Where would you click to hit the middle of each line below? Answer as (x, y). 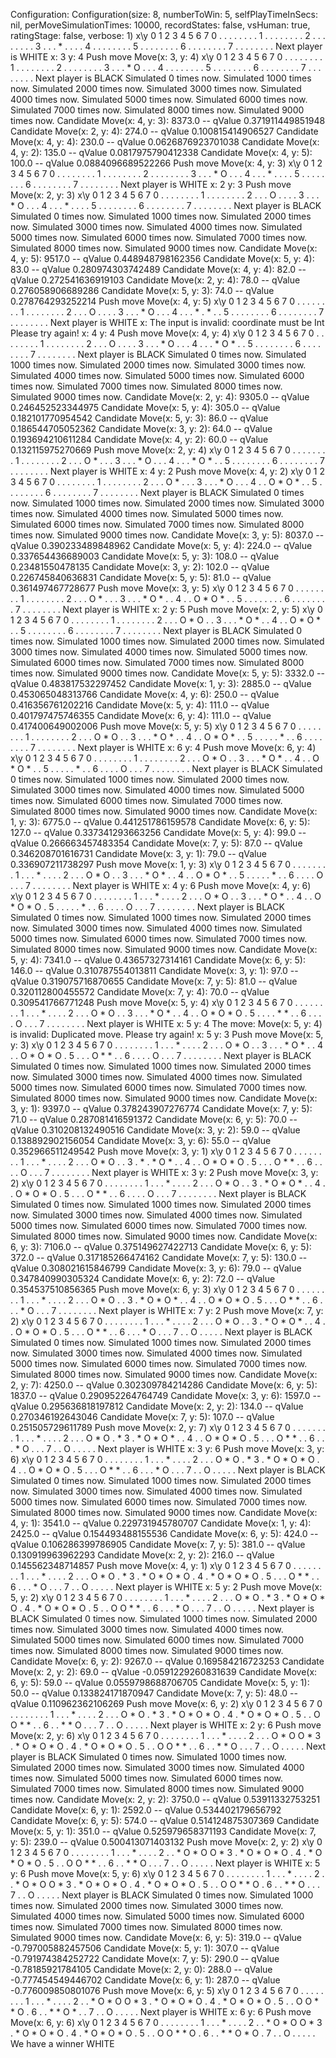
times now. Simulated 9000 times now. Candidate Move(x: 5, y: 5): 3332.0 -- (167, 673)
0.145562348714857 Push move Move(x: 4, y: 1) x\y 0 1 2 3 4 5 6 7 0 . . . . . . (166, 1565)
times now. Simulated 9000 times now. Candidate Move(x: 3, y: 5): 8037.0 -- (167, 535)
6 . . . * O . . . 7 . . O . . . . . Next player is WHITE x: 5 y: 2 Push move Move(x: (166, 1587)
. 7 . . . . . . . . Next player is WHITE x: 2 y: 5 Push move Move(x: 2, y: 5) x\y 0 (166, 609)
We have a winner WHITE (62, 2043)
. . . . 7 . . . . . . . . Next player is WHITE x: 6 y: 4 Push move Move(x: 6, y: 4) (163, 747)
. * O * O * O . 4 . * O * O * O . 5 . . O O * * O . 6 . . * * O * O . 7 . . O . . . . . (163, 2033)
